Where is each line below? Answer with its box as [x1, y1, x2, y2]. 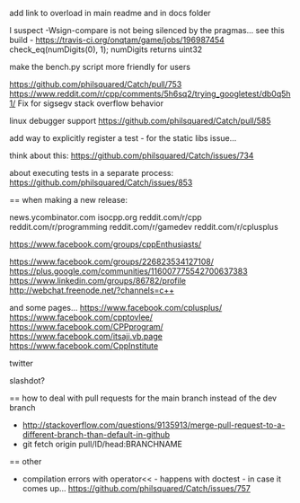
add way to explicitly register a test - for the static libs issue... [9, 133, 237, 143]
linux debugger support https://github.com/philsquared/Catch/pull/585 [9, 116, 271, 126]
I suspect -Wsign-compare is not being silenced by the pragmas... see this [9, 25, 285, 35]
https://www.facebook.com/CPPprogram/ [9, 322, 163, 331]
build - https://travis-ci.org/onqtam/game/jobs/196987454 [9, 35, 225, 45]
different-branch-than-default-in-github [22, 429, 171, 439]
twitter [9, 358, 34, 368]
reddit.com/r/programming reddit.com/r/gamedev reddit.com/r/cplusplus [9, 222, 278, 232]
